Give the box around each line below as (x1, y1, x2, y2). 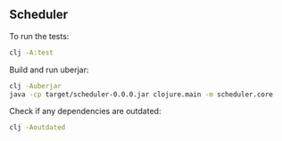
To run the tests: (9, 30, 70, 41)
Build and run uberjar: (9, 64, 89, 75)
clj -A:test (9, 48, 54, 57)
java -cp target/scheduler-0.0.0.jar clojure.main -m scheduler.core (9, 89, 274, 99)
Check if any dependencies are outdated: (9, 106, 162, 117)
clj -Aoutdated (9, 123, 66, 132)
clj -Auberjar (9, 81, 62, 90)
